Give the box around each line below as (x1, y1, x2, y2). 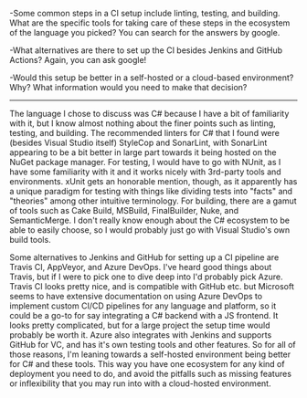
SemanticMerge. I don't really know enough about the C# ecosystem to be (9, 215, 291, 225)
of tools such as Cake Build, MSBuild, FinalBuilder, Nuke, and (9, 205, 239, 215)
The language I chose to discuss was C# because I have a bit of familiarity (9, 109, 290, 119)
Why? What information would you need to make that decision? (9, 82, 248, 92)
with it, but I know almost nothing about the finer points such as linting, (9, 118, 276, 129)
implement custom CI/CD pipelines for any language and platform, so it (9, 300, 277, 311)
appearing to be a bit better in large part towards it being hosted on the (9, 147, 277, 158)
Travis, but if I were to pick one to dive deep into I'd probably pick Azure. (9, 271, 283, 282)
